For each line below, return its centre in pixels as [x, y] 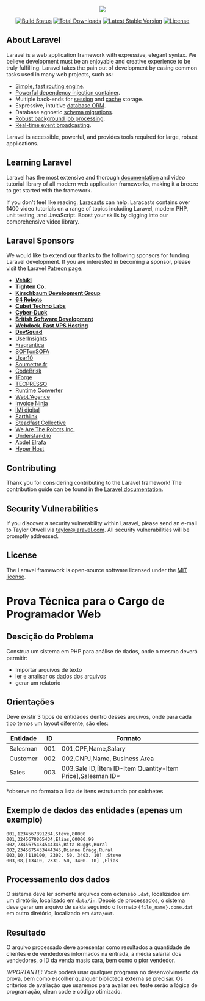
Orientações [31, 702]
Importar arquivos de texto [49, 669]
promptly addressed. [33, 536]
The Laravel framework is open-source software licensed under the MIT [97, 570]
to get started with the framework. [49, 190]
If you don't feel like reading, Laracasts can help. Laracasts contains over [98, 202]
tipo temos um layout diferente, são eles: [57, 723]
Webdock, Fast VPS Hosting [52, 326]
